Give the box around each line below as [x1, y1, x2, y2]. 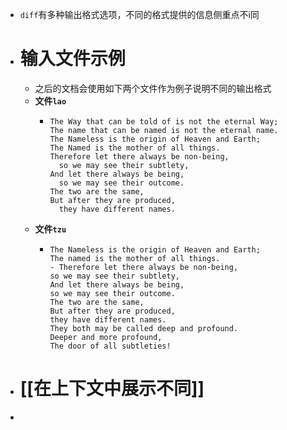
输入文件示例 [19, 48, 126, 70]
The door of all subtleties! [49, 341, 172, 351]
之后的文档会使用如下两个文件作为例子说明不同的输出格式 [34, 82, 272, 94]
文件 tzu [34, 223, 67, 235]
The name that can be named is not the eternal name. [49, 125, 279, 135]
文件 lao [34, 94, 67, 107]
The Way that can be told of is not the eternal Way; [49, 116, 279, 127]
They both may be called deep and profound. [49, 323, 239, 333]
